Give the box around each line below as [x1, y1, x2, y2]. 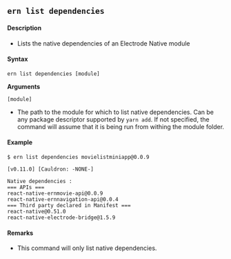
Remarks [7, 229, 34, 237]
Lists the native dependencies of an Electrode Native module [17, 39, 191, 48]
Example [7, 138, 33, 146]
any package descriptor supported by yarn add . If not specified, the [17, 115, 210, 124]
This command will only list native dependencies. [17, 244, 157, 252]
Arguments [7, 82, 41, 90]
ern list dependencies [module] [7, 70, 100, 77]
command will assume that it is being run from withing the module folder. [17, 122, 225, 131]
